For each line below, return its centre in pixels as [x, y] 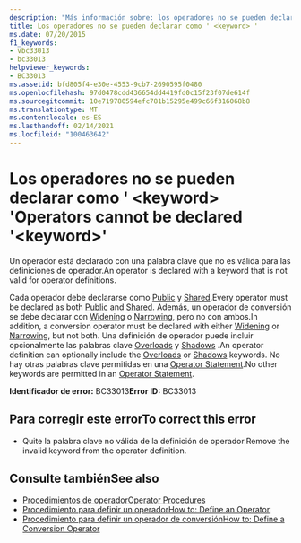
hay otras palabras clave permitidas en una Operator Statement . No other [143, 363]
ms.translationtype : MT [54, 109]
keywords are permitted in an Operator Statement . [102, 373]
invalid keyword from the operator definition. [104, 451]
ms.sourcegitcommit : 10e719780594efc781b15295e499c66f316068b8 [130, 101]
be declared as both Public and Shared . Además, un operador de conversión [150, 307]
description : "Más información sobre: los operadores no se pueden [138, 18]
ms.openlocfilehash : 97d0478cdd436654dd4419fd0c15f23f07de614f [130, 92]
